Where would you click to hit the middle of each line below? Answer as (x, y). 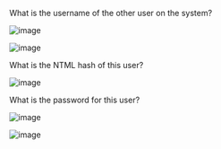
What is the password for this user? (75, 100)
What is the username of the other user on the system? (111, 13)
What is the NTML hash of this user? (76, 65)
